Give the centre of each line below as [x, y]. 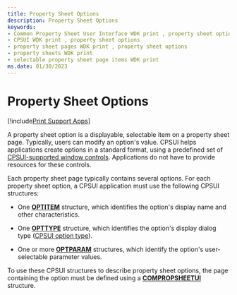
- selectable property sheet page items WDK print [83, 60]
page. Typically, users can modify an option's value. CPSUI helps [102, 142]
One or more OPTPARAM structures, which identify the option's [110, 249]
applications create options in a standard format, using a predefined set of [115, 150]
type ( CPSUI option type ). [55, 235]
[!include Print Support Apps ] [49, 121]
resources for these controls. [49, 164]
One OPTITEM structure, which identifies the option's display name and [122, 207]
